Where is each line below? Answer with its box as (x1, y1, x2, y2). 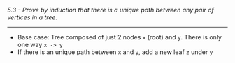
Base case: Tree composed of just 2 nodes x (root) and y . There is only (17, 33, 222, 41)
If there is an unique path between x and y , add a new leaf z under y (17, 48, 213, 56)
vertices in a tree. (7, 13, 58, 21)
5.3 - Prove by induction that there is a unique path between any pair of (7, 6, 215, 14)
